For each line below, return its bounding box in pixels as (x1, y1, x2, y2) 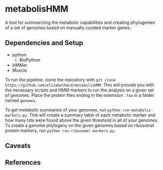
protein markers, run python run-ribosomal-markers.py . (5, 128, 116, 133)
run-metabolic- (122, 108, 153, 113)
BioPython (19, 57, 40, 63)
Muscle (12, 67, 27, 73)
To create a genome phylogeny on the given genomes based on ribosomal (5, 122, 154, 128)
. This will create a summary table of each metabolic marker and (26, 112, 156, 118)
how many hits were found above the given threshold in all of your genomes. (5, 117, 159, 123)
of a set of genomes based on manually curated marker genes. (5, 24, 131, 30)
